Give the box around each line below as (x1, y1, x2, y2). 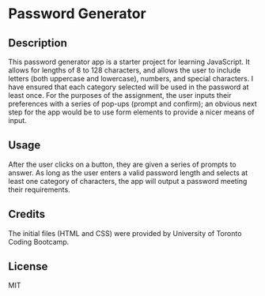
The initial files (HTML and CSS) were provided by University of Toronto (8, 228, 242, 238)
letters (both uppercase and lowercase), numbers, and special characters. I (8, 74, 254, 83)
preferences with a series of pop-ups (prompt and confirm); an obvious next (8, 99, 257, 108)
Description (8, 36, 67, 50)
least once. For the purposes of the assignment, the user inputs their (8, 91, 232, 99)
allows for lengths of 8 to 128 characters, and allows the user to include (8, 66, 241, 75)
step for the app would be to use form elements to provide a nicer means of (8, 107, 255, 117)
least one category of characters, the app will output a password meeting (8, 176, 248, 185)
